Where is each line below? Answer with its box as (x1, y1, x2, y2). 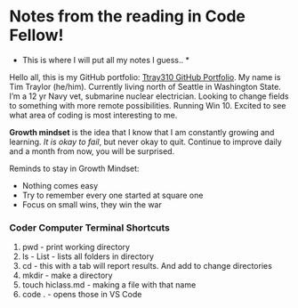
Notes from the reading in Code (9, 6, 246, 27)
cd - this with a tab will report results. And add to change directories (21, 261, 273, 272)
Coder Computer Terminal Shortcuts (9, 221, 171, 233)
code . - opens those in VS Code (21, 289, 142, 300)
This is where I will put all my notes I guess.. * (21, 54, 189, 65)
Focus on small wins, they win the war (21, 199, 162, 210)
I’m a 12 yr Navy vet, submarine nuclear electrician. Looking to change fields (9, 91, 289, 101)
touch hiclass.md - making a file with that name (21, 280, 197, 290)
